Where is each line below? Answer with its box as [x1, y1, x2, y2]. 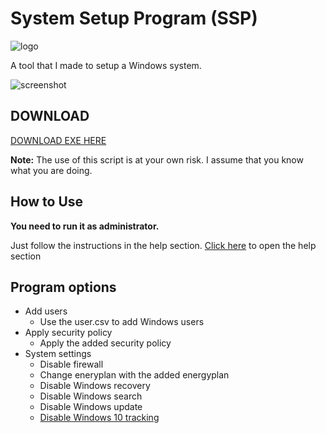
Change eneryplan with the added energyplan [39, 369, 230, 381]
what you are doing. [10, 164, 93, 176]
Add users [24, 305, 68, 317]
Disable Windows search [39, 390, 143, 402]
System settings [24, 348, 92, 360]
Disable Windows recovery [39, 380, 151, 392]
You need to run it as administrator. [10, 220, 160, 232]
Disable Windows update [39, 401, 143, 413]
